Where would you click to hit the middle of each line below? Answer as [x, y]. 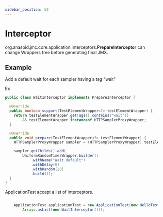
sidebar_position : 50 [27, 9]
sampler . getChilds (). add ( [40, 151]
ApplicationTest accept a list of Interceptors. [49, 192]
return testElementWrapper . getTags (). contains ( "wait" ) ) [72, 115]
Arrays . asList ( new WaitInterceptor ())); [64, 210]
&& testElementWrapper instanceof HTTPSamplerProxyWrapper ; [84, 120]
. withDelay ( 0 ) [45, 164]
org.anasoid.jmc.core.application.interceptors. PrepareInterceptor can [75, 47]
